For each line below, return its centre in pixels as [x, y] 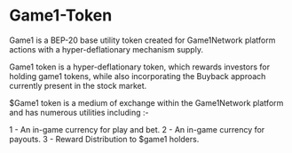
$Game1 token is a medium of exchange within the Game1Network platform [146, 102]
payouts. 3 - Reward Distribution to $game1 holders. [104, 139]
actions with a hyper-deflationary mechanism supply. [107, 49]
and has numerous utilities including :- [79, 112]
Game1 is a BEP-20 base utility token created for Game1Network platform [142, 40]
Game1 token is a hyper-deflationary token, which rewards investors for [140, 67]
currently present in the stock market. [78, 85]
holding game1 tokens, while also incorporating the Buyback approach [138, 76]
